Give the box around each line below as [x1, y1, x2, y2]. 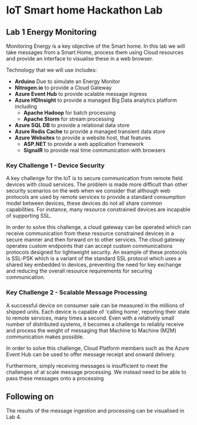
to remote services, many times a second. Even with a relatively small [6, 314, 175, 321]
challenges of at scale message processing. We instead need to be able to [6, 368, 186, 376]
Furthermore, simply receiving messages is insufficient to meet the [6, 362, 168, 369]
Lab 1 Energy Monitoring [6, 27, 97, 37]
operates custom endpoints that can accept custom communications [6, 243, 173, 250]
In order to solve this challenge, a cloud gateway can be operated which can [6, 224, 191, 231]
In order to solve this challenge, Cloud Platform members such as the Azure [6, 344, 189, 351]
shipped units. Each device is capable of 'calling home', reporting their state [6, 308, 190, 315]
